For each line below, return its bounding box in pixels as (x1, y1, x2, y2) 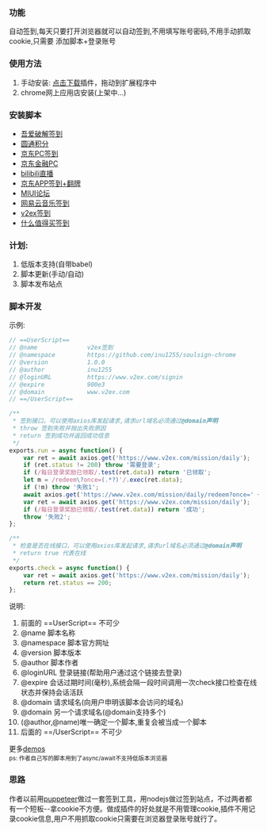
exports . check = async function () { (9, 564, 130, 572)
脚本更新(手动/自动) (20, 270, 85, 279)
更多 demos (9, 744, 46, 754)
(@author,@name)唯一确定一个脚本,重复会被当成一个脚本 (20, 718, 207, 727)
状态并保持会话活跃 (20, 687, 84, 697)
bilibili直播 (20, 168, 54, 178)
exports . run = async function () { (9, 446, 124, 454)
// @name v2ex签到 (9, 343, 113, 352)
